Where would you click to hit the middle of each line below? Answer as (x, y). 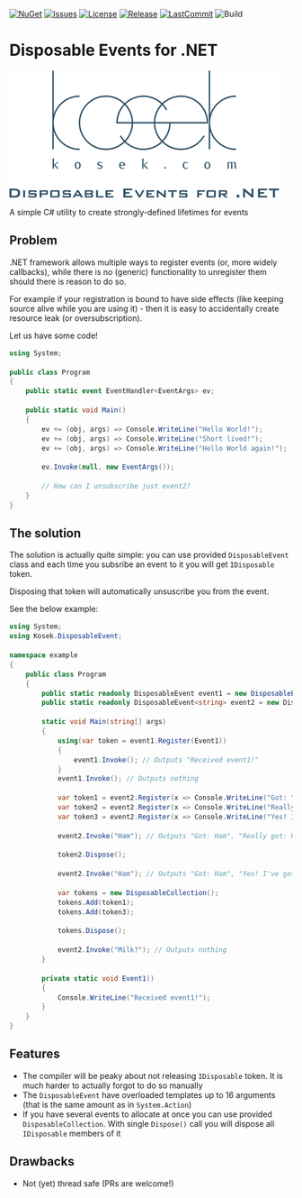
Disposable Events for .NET (114, 50)
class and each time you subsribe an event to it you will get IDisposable (142, 564)
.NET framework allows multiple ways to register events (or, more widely (143, 262)
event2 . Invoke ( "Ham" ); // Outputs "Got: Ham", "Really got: (172, 836)
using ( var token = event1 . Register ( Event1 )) (142, 741)
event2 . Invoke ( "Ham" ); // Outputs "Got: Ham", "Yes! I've (168, 874)
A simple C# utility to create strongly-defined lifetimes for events (129, 212)
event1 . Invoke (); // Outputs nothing (128, 779)
